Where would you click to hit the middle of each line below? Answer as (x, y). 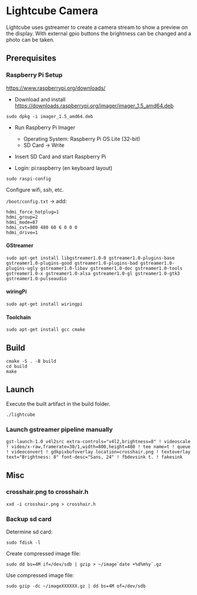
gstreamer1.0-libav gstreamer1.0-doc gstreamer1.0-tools (111, 268)
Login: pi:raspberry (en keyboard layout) (64, 168)
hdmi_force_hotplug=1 (33, 212)
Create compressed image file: (44, 554)
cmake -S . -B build (31, 361)
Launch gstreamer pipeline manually (59, 429)
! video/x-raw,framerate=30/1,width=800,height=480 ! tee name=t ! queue (98, 447)
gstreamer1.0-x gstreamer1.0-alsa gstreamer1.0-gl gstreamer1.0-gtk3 (93, 273)
